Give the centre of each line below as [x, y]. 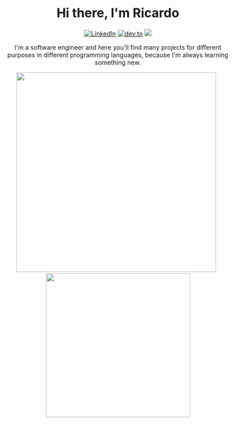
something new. [118, 62]
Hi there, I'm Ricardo [118, 13]
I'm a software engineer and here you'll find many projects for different [118, 47]
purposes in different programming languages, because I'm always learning [118, 55]
